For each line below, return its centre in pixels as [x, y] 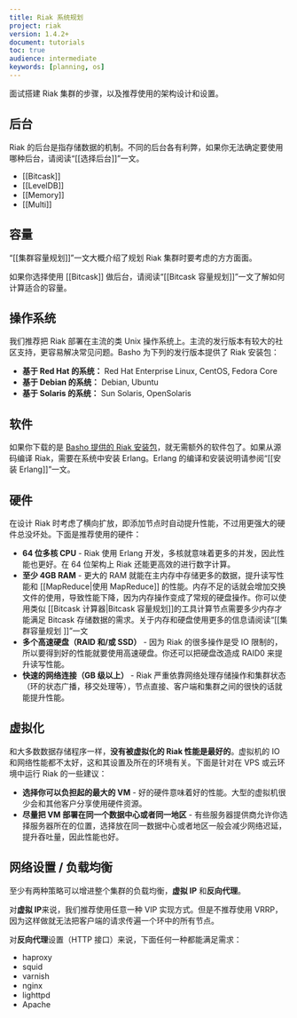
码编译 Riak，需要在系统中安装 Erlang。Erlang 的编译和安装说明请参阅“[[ [141, 458]
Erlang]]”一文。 [47, 469]
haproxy [37, 957]
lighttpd [36, 995]
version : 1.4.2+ [39, 34]
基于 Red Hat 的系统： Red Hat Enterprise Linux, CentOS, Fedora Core [149, 371]
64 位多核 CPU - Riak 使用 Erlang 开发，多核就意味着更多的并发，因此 [149, 553]
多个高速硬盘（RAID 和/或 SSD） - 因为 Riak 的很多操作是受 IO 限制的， [152, 641]
